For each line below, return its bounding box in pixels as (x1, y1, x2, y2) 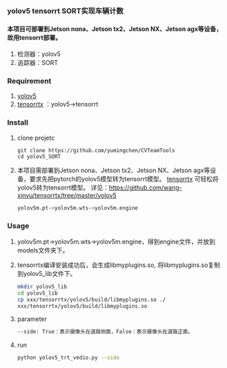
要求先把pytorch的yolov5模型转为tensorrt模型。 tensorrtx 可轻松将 (29, 174, 219, 183)
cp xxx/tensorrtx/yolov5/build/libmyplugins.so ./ (17, 296, 166, 303)
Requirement (7, 76, 52, 86)
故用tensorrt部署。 (7, 33, 62, 42)
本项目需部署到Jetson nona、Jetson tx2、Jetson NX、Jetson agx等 (17, 166, 210, 174)
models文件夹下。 (17, 246, 69, 254)
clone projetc (17, 134, 55, 142)
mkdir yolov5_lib (17, 283, 68, 290)
